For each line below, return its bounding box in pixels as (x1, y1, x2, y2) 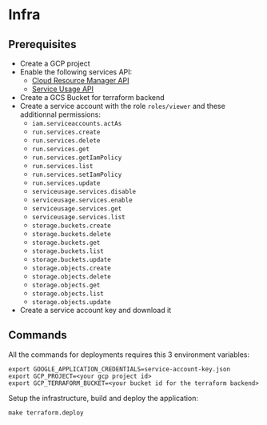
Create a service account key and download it (19, 306, 172, 315)
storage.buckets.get (31, 239, 101, 247)
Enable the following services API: (19, 67, 133, 77)
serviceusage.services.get (31, 205, 122, 213)
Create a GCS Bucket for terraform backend (19, 93, 165, 102)
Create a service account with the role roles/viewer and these (19, 102, 225, 110)
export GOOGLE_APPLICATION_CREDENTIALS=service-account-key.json (8, 365, 230, 373)
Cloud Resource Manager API (31, 76, 130, 85)
